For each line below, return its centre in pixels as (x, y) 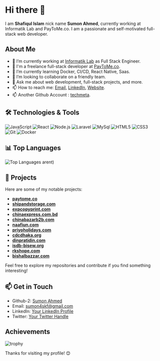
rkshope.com (26, 251)
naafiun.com (25, 225)
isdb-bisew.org (28, 246)
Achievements (28, 332)
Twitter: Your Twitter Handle (40, 316)
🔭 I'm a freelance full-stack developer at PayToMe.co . (66, 66)
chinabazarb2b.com (33, 220)
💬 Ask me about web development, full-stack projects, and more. (77, 82)
